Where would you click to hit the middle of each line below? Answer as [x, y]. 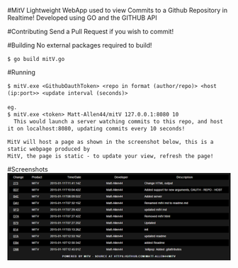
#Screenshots [28, 169]
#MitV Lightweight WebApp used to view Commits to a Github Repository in [118, 10]
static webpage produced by [49, 149]
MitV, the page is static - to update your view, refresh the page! [110, 156]
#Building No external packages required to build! [80, 45]
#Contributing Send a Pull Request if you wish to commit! [91, 32]
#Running [21, 72]
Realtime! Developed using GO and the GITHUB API [82, 18]
